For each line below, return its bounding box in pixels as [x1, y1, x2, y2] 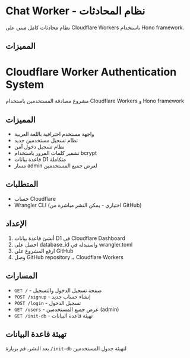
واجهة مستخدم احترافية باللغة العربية [14, 130, 94, 138]
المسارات [5, 271, 38, 281]
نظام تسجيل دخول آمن [14, 143, 65, 150]
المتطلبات [5, 179, 39, 189]
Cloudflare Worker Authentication [5, 65, 177, 79]
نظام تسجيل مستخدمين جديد [14, 137, 78, 144]
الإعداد [5, 219, 27, 229]
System [5, 77, 45, 91]
